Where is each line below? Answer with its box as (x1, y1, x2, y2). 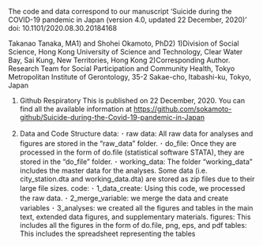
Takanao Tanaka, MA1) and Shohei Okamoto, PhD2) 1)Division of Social (8, 39, 239, 48)
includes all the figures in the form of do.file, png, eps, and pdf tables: (19, 221, 247, 229)
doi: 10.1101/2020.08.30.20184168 (8, 24, 117, 32)
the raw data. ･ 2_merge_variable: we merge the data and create (19, 193, 229, 203)
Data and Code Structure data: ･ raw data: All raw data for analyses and (19, 129, 254, 138)
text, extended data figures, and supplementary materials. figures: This (19, 212, 251, 222)
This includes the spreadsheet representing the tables (19, 229, 196, 238)
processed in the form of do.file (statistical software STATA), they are (19, 147, 245, 157)
